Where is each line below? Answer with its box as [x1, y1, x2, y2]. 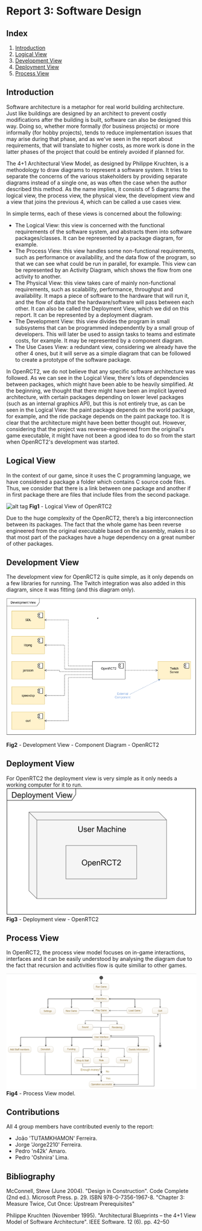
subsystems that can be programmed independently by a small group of [14, 324, 195, 331]
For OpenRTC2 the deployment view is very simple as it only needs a [6, 775, 178, 782]
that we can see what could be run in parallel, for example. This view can [14, 260, 197, 267]
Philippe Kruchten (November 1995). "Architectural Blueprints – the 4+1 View [6, 1212, 197, 1219]
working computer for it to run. [6, 781, 83, 788]
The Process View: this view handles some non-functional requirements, [14, 247, 196, 254]
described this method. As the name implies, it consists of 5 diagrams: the [6, 185, 191, 192]
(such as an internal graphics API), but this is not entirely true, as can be [6, 400, 186, 407]
